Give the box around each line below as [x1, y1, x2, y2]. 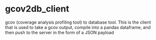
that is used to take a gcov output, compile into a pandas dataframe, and [5, 24, 151, 30]
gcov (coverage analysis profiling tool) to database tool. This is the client [5, 19, 151, 25]
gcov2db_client [5, 3, 69, 14]
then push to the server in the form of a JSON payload [5, 29, 114, 35]
